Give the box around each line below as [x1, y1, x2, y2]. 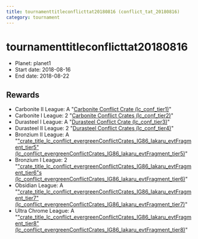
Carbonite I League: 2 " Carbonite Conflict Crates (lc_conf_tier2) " [14, 112, 174, 119]
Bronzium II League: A [14, 131, 70, 138]
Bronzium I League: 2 [14, 157, 67, 164]
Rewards [6, 90, 40, 100]
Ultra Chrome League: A [14, 207, 75, 215]
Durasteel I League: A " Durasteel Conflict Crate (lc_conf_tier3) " [14, 118, 170, 125]
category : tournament [6, 14, 60, 20]
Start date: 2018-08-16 [14, 66, 71, 73]
